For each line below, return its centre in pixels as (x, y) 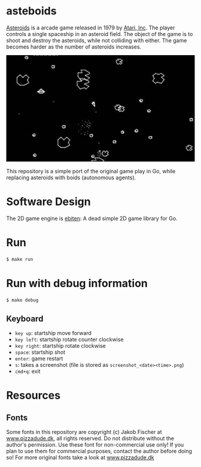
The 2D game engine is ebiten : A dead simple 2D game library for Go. (92, 218)
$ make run (20, 259)
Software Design (48, 202)
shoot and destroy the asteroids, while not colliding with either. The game (97, 40)
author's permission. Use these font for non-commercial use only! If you (95, 445)
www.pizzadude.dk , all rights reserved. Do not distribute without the (90, 438)
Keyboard (25, 319)
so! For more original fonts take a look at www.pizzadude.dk (80, 457)
